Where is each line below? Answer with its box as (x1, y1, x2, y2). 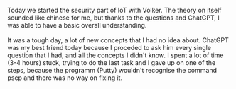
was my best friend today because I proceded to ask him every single (7, 44, 212, 52)
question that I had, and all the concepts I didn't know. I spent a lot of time (7, 51, 224, 59)
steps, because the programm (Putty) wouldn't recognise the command (7, 66, 217, 74)
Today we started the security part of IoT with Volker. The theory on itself (7, 6, 222, 14)
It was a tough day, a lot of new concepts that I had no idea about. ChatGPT (7, 36, 229, 44)
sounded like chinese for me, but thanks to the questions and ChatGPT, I (7, 13, 220, 22)
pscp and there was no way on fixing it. (7, 73, 123, 82)
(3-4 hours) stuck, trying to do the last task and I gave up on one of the (7, 59, 216, 66)
